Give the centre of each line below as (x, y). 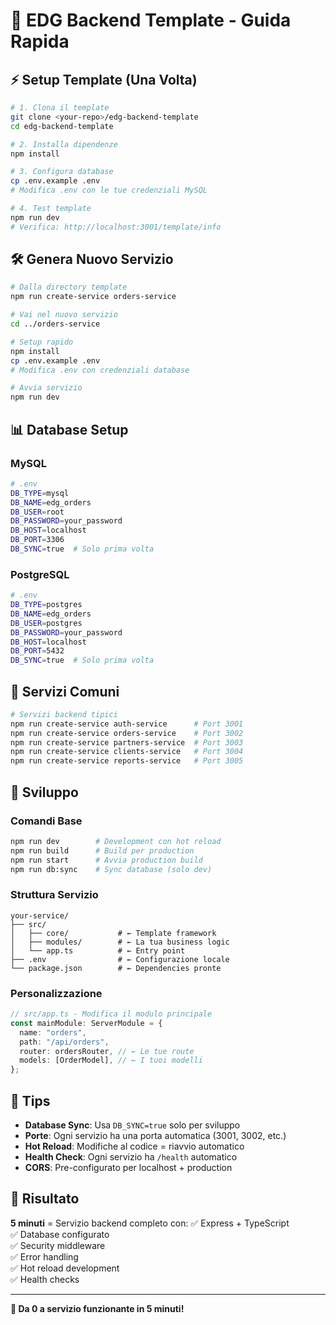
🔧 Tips (30, 1100)
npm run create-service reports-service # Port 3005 (127, 761)
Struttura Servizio (54, 895)
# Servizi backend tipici (64, 714)
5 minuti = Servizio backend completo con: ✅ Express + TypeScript (150, 1223)
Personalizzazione (56, 993)
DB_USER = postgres (46, 623)
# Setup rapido (42, 342)
